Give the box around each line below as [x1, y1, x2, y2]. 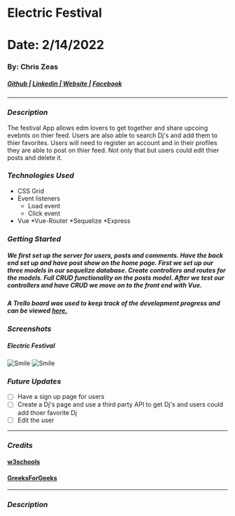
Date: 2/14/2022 [7, 37, 105, 53]
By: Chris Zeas [7, 62, 58, 72]
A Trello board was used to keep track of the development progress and [7, 299, 220, 307]
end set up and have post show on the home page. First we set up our [7, 259, 213, 267]
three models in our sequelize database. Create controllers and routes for [7, 266, 226, 275]
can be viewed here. [7, 306, 68, 315]
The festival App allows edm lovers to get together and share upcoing [7, 123, 208, 132]
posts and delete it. [7, 153, 63, 162]
